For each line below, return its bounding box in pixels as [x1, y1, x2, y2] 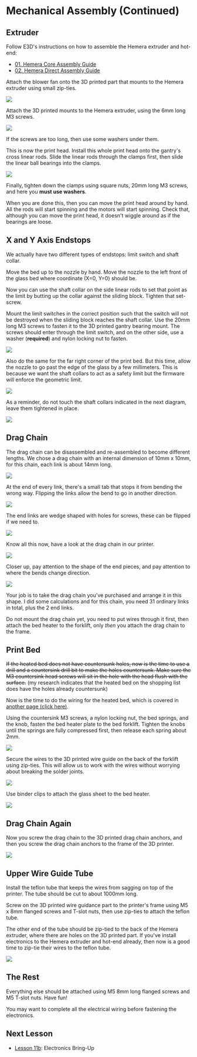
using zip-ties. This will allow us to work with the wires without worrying [6, 762, 180, 769]
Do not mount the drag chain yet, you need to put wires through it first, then [6, 615, 189, 622]
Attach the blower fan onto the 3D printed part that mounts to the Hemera [6, 78, 184, 85]
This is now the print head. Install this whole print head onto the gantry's [6, 147, 181, 154]
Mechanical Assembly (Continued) [6, 4, 180, 18]
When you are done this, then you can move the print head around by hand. [6, 200, 189, 206]
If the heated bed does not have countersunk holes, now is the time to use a [6, 660, 190, 667]
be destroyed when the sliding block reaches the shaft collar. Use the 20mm [6, 316, 191, 323]
